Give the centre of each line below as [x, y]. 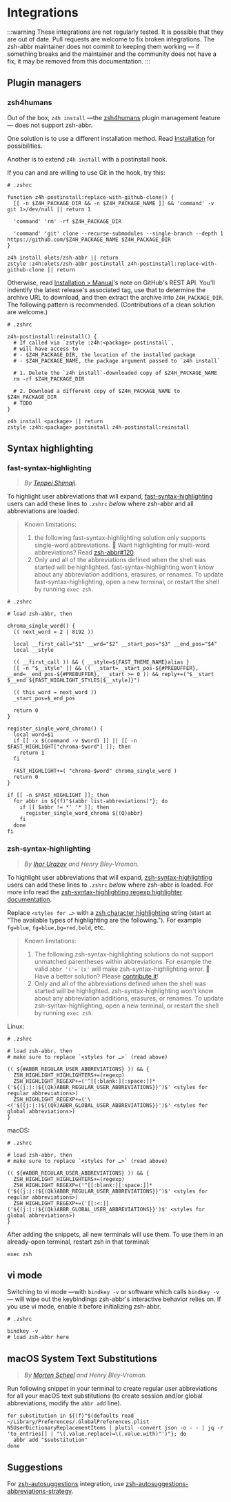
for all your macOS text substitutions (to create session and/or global [105, 1396]
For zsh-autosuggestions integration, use [66, 1484]
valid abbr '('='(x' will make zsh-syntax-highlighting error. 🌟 [122, 969]
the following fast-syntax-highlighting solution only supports [120, 538]
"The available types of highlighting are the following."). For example [104, 920]
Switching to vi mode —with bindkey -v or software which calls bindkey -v [113, 1292]
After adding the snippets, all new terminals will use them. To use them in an [115, 1234]
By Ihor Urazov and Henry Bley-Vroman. [81, 864]
